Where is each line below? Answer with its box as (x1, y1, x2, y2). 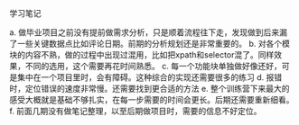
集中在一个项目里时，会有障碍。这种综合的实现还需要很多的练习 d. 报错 (16, 72, 283, 83)
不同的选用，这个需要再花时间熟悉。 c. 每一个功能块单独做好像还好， (24, 61, 282, 71)
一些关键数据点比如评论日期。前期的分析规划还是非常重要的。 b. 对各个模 (16, 39, 291, 49)
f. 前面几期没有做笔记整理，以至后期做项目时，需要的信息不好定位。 (9, 106, 262, 116)
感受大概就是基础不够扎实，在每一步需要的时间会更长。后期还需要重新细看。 (9, 94, 294, 105)
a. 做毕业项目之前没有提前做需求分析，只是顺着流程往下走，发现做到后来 (9, 27, 280, 38)
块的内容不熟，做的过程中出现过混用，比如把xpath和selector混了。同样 (9, 49, 275, 60)
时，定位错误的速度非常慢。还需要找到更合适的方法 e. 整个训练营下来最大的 (9, 84, 291, 94)
